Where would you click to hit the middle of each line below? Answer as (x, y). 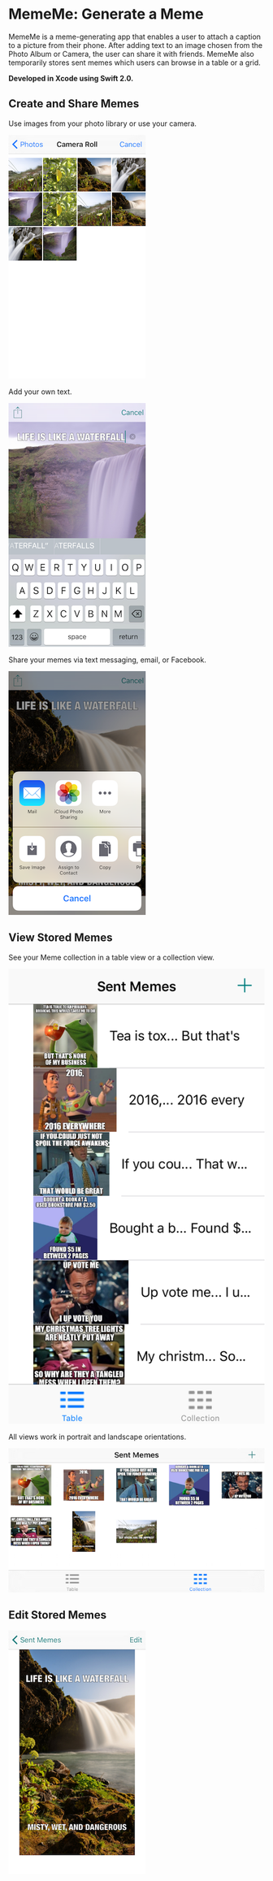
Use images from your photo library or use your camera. (103, 124)
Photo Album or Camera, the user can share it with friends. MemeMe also (131, 54)
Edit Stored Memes (58, 1615)
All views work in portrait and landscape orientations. (97, 1437)
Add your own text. (40, 392)
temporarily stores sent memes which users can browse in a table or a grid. (135, 63)
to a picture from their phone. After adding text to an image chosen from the (136, 45)
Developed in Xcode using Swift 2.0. (71, 78)
